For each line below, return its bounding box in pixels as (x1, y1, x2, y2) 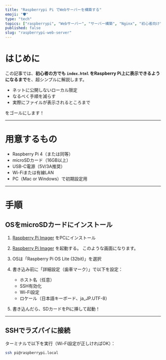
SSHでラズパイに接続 (5, 326, 71, 335)
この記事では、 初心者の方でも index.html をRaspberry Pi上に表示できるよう (5, 70, 161, 76)
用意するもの (5, 134, 58, 145)
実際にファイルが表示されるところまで (12, 99, 90, 105)
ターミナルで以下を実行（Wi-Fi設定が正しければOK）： (5, 340, 116, 346)
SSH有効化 (19, 283, 42, 289)
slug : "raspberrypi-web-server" (5, 30, 72, 35)
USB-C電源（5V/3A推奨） (12, 163, 65, 169)
